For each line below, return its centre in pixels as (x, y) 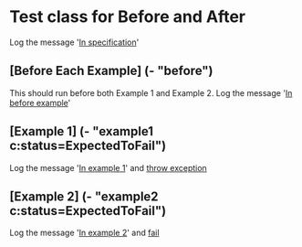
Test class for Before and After (128, 17)
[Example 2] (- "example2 (84, 196)
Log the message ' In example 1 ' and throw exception (108, 167)
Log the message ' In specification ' (74, 42)
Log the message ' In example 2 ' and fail (84, 233)
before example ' (40, 102)
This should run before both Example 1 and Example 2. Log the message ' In (151, 92)
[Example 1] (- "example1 (81, 131)
